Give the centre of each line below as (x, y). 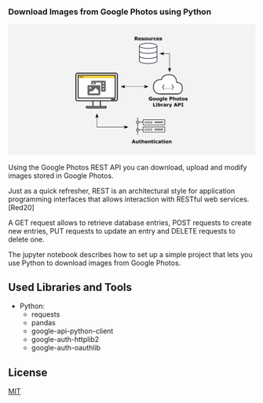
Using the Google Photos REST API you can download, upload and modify (128, 167)
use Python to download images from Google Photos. (95, 263)
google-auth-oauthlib (66, 348)
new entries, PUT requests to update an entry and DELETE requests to (122, 231)
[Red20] (22, 207)
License (28, 372)
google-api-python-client (72, 331)
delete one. (26, 239)
